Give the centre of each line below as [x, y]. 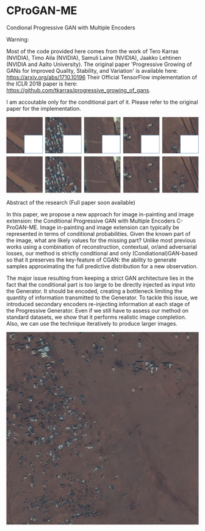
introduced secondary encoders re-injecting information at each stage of [98, 304]
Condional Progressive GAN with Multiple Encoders [71, 27]
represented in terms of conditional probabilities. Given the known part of [99, 234]
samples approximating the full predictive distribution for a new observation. [102, 266]
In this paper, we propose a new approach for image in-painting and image [100, 214]
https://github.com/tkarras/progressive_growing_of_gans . [78, 90]
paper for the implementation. [44, 108]
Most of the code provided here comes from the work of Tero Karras [92, 51]
